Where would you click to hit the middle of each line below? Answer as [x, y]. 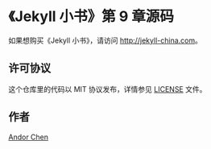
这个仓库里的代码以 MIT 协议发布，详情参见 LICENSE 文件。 [108, 89]
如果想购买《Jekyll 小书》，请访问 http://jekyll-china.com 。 [105, 40]
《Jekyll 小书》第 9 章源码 [91, 17]
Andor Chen [29, 137]
